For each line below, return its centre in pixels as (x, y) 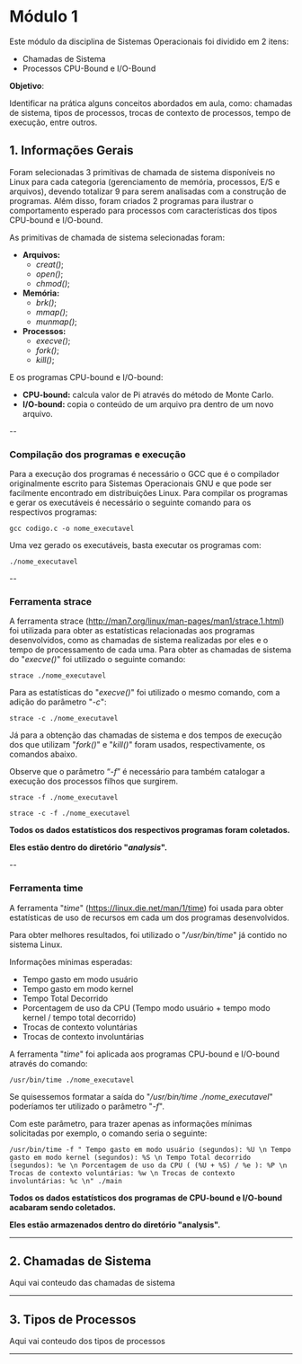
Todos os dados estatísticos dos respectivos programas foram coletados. (150, 830)
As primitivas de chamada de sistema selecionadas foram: (117, 237)
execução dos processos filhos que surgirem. (93, 781)
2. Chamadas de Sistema (80, 1261)
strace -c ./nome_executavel (64, 719)
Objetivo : (27, 85)
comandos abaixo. (44, 754)
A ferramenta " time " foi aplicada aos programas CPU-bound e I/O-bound (145, 1054)
